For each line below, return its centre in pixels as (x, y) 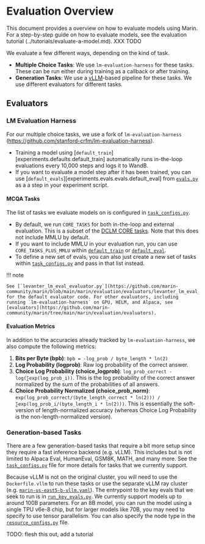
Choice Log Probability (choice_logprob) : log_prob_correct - (94, 371)
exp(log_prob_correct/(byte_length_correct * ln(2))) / (88, 398)
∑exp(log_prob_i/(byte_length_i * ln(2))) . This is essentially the (98, 404)
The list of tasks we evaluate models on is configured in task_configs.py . (98, 212)
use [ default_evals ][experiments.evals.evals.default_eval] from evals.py (106, 178)
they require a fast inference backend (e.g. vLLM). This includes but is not (99, 452)
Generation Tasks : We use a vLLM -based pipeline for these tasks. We (103, 78)
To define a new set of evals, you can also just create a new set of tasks (106, 256)
